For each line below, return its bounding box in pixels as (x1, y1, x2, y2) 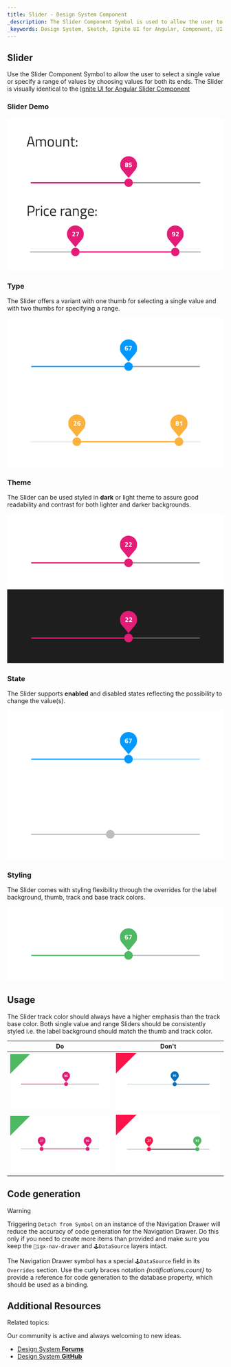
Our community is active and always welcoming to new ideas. (7, 1332, 182, 1340)
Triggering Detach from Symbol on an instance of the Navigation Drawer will (7, 1220, 221, 1228)
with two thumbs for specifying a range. (7, 304, 120, 313)
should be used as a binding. (7, 1280, 89, 1289)
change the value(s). (7, 697, 66, 705)
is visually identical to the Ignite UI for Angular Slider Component (7, 85, 190, 93)
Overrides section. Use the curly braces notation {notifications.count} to (7, 1265, 212, 1274)
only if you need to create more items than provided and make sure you (7, 1234, 210, 1243)
